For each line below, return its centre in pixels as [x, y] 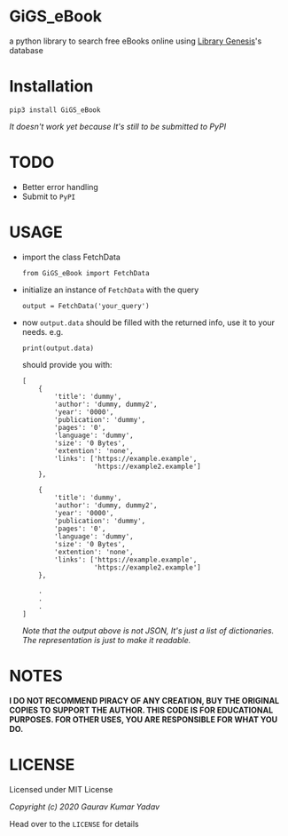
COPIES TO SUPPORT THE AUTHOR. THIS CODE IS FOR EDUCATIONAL [141, 710]
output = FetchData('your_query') [86, 306]
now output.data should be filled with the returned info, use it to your [148, 322]
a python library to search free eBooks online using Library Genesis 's [136, 41]
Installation [51, 87]
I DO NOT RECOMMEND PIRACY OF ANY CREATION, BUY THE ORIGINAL [144, 700]
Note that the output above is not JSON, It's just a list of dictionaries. [148, 630]
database [27, 50]
